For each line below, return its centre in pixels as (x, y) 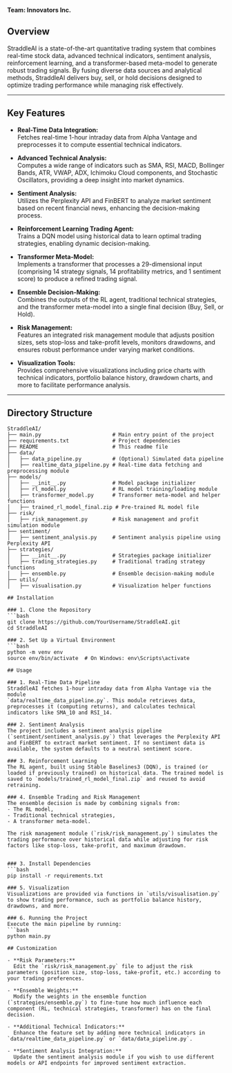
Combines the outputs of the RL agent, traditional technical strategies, (117, 299)
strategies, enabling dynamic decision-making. (84, 243)
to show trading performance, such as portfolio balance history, (105, 900)
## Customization (32, 949)
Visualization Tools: (46, 362)
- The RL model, (30, 810)
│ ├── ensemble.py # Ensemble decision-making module (111, 574)
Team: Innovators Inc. (39, 10)
